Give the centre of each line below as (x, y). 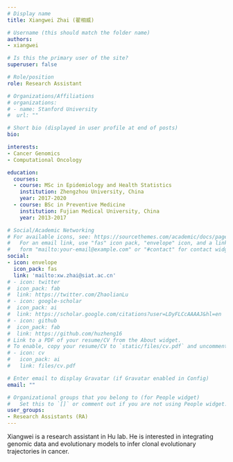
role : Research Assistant (44, 83)
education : (23, 172)
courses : (26, 179)
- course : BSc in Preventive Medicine (70, 205)
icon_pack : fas (35, 269)
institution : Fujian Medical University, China (89, 211)
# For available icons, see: (49, 237)
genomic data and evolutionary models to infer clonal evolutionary (102, 444)
